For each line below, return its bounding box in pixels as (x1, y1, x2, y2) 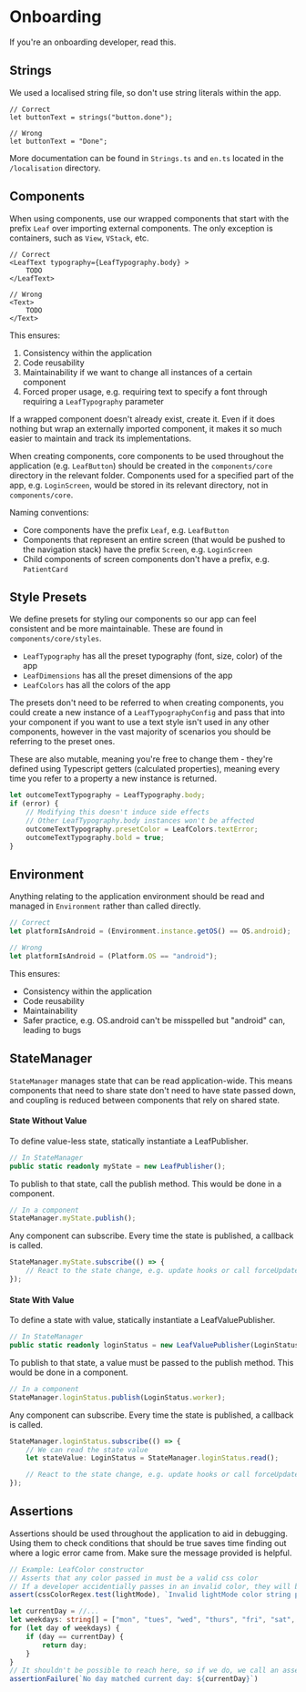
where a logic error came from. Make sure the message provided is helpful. (9, 1547, 292, 1558)
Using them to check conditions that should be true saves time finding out (9, 1537, 287, 1548)
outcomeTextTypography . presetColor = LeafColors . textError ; (25, 825, 259, 834)
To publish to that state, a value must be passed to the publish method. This (9, 1357, 294, 1368)
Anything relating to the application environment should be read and (9, 891, 265, 902)
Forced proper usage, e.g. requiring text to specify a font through (22, 385, 268, 397)
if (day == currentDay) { (25, 1632, 125, 1641)
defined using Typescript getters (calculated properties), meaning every (9, 764, 280, 774)
